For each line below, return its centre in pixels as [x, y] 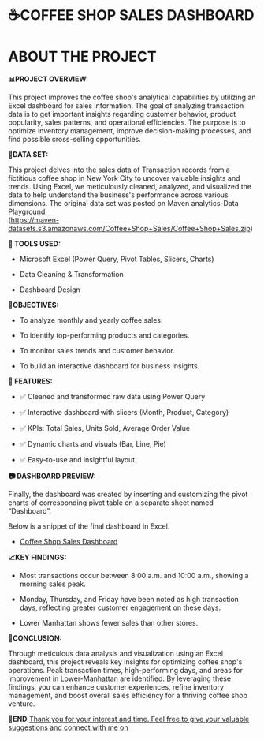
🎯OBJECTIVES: [33, 305]
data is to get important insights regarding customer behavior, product [122, 114]
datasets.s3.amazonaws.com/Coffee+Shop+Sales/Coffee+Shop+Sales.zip [129, 229]
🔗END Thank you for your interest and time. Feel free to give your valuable [129, 719]
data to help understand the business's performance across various [118, 195]
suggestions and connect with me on [68, 727]
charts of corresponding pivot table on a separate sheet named [111, 503]
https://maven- [35, 220]
